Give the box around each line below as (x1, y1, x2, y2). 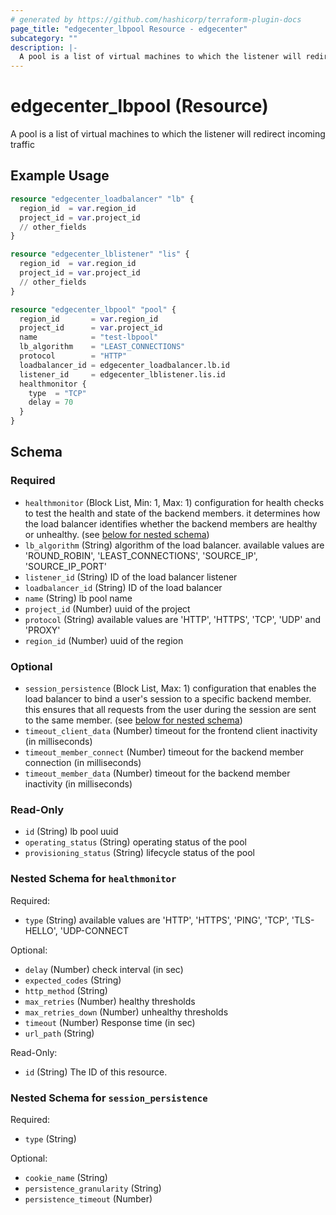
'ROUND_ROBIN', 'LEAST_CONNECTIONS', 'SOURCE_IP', (24, 549, 258, 561)
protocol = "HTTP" (19, 351, 128, 361)
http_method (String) (24, 984, 108, 996)
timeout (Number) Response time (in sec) (24, 1016, 196, 1028)
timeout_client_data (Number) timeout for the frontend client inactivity (24, 724, 318, 736)
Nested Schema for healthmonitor (10, 872, 177, 886)
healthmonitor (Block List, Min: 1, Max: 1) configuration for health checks (24, 496, 325, 508)
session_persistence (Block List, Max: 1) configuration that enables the (24, 682, 317, 694)
